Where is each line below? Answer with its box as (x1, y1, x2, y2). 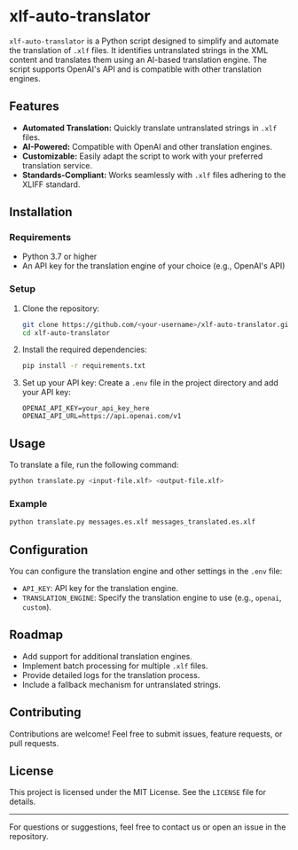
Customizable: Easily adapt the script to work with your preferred (21, 151, 263, 161)
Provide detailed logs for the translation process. (21, 669, 200, 680)
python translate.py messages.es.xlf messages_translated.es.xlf (9, 518, 255, 526)
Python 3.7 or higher (21, 251, 98, 262)
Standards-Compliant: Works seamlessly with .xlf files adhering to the (21, 169, 286, 180)
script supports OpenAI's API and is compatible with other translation (9, 64, 262, 74)
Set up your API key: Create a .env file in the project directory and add (21, 378, 279, 388)
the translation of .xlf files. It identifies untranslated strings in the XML (9, 44, 269, 55)
